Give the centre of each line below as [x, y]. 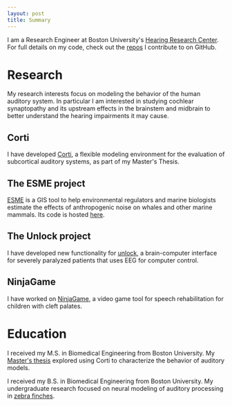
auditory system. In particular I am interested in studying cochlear [101, 101]
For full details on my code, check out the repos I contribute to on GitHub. [112, 47]
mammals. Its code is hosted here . [56, 215]
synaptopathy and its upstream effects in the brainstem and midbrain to [109, 108]
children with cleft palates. [45, 306]
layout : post [26, 13]
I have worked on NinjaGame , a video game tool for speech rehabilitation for [116, 298]
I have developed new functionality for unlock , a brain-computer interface [112, 253]
